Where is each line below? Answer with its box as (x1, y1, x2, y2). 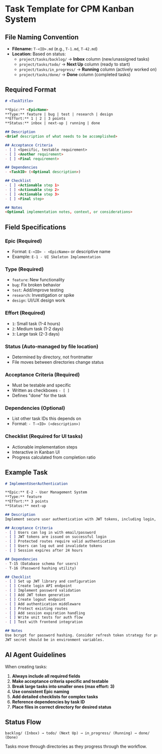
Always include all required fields (12, 673, 81, 679)
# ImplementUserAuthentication (5, 481, 68, 486)
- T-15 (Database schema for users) (5, 561, 79, 566)
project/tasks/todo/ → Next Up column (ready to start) (19, 62, 130, 67)
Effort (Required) (5, 309, 45, 316)
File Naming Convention (5, 33, 79, 41)
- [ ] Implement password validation (5, 588, 81, 593)
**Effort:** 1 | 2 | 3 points (5, 116, 66, 121)
